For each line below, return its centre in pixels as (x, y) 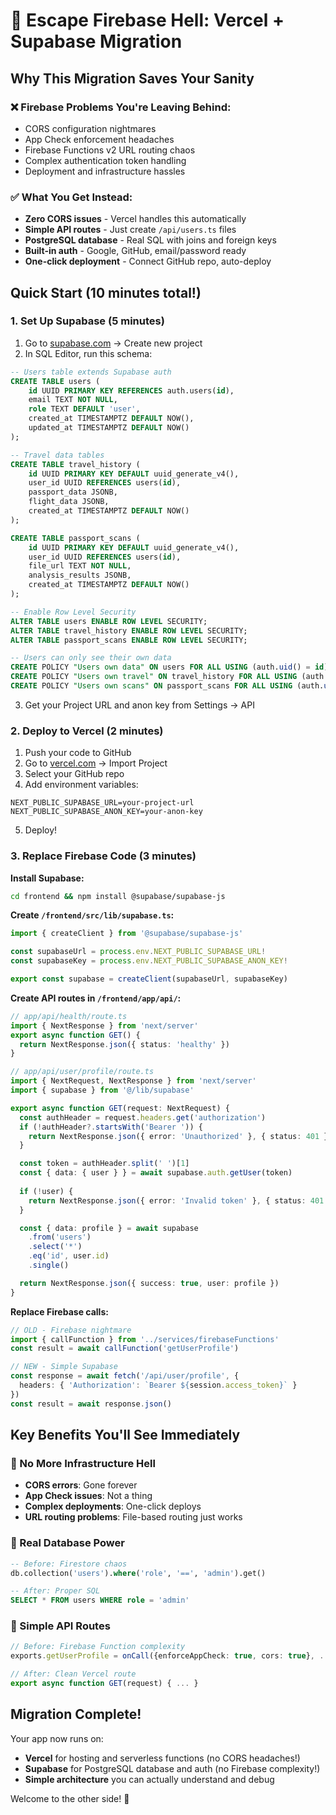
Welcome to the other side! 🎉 (70, 1798)
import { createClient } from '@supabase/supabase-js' (127, 934)
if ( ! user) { (46, 1191)
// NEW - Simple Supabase (64, 1367)
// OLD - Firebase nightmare (71, 1330)
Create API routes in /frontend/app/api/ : (96, 998)
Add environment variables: (81, 785)
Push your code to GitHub (78, 753)
